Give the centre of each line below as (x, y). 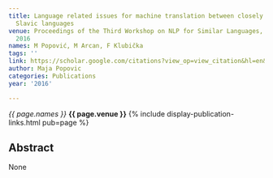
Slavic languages (45, 23)
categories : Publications (52, 76)
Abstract (31, 148)
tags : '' (23, 53)
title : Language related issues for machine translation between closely (136, 16)
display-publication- (200, 113)
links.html (24, 122)
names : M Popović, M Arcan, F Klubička (76, 46)
